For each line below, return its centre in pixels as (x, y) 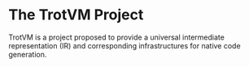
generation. (28, 54)
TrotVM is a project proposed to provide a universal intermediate (117, 37)
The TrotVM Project (76, 15)
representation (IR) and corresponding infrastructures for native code (125, 45)
